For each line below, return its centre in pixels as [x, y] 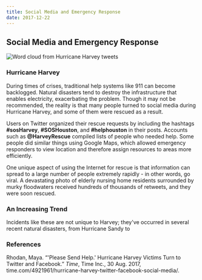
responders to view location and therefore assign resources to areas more [99, 149]
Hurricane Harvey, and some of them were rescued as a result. [85, 111]
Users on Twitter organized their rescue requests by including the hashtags [100, 123]
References [24, 244]
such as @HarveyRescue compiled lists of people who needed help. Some [100, 136]
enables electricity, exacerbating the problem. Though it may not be [91, 98]
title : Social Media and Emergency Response [63, 12]
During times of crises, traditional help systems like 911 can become [91, 86]
